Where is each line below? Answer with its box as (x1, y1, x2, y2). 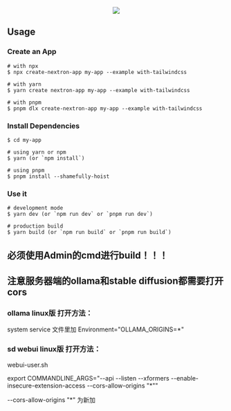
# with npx (7, 62, 39, 69)
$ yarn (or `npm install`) (7, 154, 85, 162)
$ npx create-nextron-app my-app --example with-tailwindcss (7, 68, 187, 75)
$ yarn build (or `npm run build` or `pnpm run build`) (7, 229, 172, 236)
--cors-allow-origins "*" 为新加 (7, 395, 95, 404)
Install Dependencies (7, 121, 80, 131)
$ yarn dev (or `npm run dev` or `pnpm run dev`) (7, 211, 154, 218)
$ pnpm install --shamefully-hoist (7, 173, 110, 180)
